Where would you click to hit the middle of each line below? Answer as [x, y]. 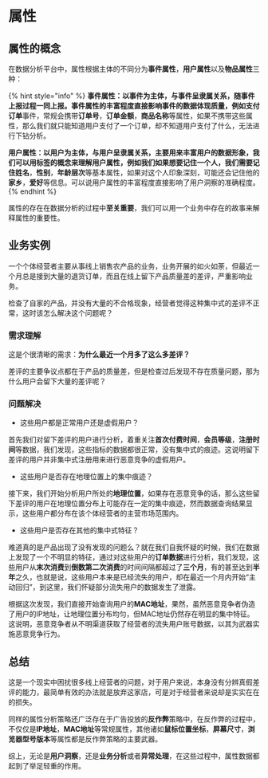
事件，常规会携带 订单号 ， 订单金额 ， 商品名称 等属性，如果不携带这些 [134, 116]
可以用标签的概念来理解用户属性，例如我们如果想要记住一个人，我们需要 [134, 163]
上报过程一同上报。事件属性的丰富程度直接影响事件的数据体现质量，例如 [127, 106]
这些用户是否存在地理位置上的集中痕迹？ [86, 477]
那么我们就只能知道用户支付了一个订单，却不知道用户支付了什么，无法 [137, 126]
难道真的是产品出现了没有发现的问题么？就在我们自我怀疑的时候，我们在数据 [134, 548]
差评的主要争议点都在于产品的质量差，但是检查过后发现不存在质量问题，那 [130, 371]
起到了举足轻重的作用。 [47, 766]
